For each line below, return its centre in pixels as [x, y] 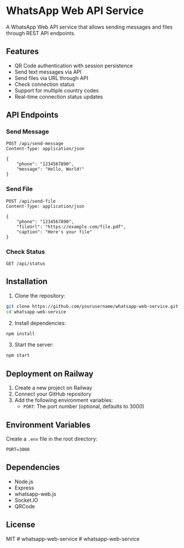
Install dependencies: [40, 323]
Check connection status [44, 84]
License [21, 525]
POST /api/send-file [31, 201]
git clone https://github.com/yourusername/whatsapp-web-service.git [92, 306]
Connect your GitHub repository [53, 394]
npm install [20, 334]
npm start [18, 355]
